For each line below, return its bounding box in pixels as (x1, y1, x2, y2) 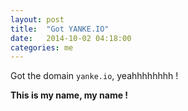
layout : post (10, 14, 65, 25)
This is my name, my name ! (10, 89, 129, 101)
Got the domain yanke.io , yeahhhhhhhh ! (10, 70, 179, 82)
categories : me (10, 42, 74, 53)
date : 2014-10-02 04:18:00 (10, 33, 132, 43)
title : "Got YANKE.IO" (10, 24, 110, 34)
